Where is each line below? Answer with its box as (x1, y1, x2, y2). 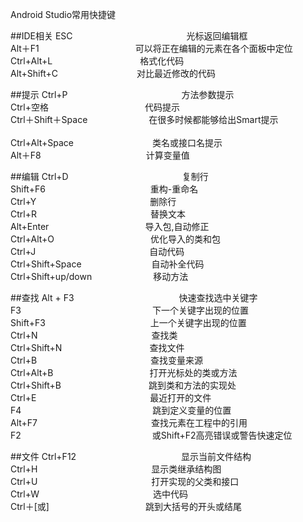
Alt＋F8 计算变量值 (10, 149, 190, 161)
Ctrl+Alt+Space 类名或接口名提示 (10, 137, 223, 148)
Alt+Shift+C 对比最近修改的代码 (10, 68, 216, 79)
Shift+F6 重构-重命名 (10, 183, 199, 195)
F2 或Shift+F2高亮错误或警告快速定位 (10, 429, 293, 441)
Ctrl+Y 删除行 (10, 196, 177, 207)
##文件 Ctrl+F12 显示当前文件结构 (10, 451, 252, 462)
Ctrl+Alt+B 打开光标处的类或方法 (10, 367, 238, 378)
